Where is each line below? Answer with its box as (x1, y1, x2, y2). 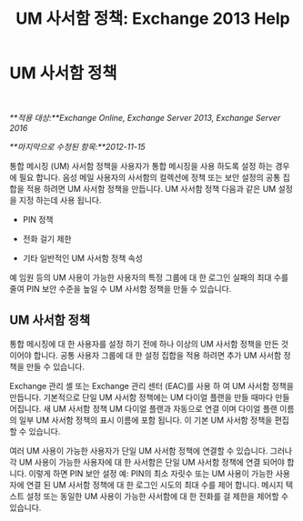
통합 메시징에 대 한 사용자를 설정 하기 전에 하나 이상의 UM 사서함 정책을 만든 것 (9, 338, 289, 349)
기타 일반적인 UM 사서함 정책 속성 (22, 252, 143, 264)
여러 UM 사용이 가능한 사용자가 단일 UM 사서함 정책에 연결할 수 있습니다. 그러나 (9, 445, 293, 456)
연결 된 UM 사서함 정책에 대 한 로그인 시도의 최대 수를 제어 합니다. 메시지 (25, 479, 284, 490)
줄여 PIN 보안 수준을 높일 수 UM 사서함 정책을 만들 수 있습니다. (9, 283, 232, 294)
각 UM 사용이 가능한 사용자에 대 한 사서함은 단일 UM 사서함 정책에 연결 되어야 (9, 456, 285, 467)
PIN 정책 (22, 214, 54, 225)
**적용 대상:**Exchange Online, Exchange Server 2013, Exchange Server (9, 112, 281, 123)
